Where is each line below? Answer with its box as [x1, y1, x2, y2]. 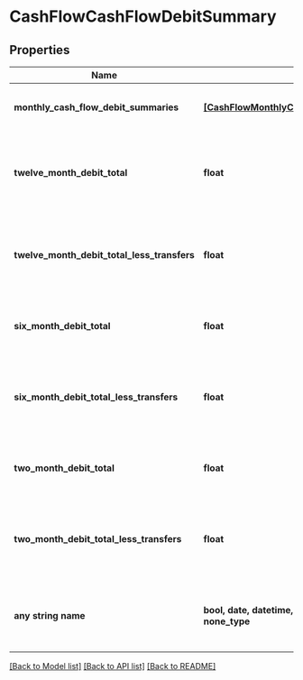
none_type [203, 615, 251, 628]
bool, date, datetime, [203, 604, 294, 616]
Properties [9, 42, 70, 58]
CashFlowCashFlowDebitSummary [9, 6, 277, 27]
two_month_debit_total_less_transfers [14, 533, 182, 545]
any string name [14, 610, 86, 621]
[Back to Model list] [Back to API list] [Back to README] [9, 661, 216, 671]
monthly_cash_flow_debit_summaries [14, 101, 179, 114]
